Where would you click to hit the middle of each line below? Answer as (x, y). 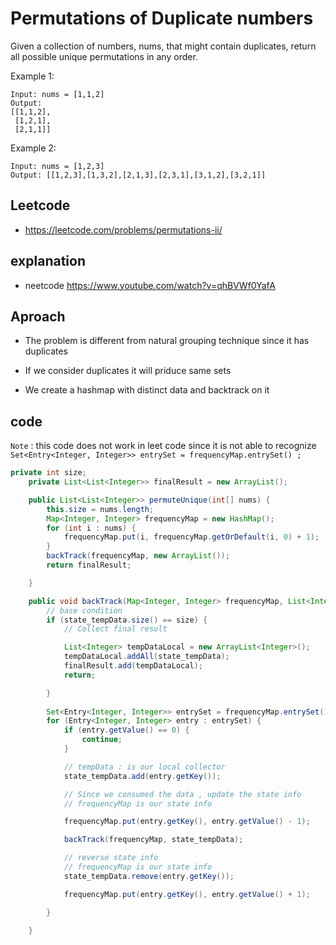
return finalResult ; (89, 565)
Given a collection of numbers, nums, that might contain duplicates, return (163, 46)
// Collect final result (115, 629)
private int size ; (48, 473)
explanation (48, 261)
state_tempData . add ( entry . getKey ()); (142, 776)
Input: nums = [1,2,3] (57, 166)
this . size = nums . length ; (100, 509)
